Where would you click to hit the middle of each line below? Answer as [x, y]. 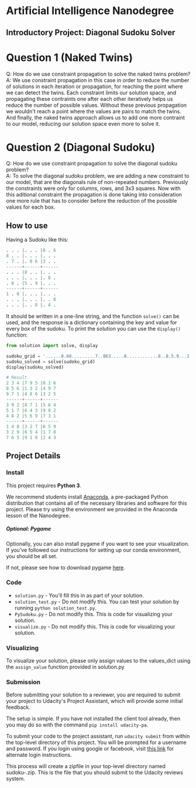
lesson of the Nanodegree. [38, 515]
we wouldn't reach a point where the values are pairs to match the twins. [94, 111]
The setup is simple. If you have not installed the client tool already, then [93, 719]
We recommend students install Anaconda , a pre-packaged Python [87, 497]
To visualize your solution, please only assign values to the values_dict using [98, 661]
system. [16, 779]
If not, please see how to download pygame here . [66, 568]
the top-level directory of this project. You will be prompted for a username [96, 742]
